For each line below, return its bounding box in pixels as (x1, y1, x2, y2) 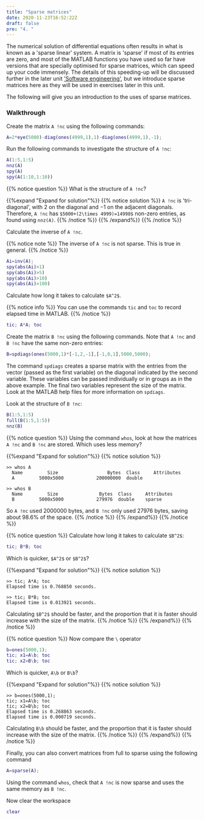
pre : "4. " (6, 26, 34, 32)
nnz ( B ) (6, 423, 23, 429)
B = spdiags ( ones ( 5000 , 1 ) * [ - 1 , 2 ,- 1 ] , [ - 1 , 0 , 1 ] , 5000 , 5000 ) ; (6, 351, 151, 357)
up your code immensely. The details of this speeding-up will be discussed (6, 68, 195, 76)
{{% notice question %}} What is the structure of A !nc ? (6, 185, 147, 192)
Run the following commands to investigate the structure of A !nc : (6, 145, 172, 152)
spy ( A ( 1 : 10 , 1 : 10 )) (6, 174, 53, 180)
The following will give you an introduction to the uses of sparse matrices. (6, 93, 192, 101)
